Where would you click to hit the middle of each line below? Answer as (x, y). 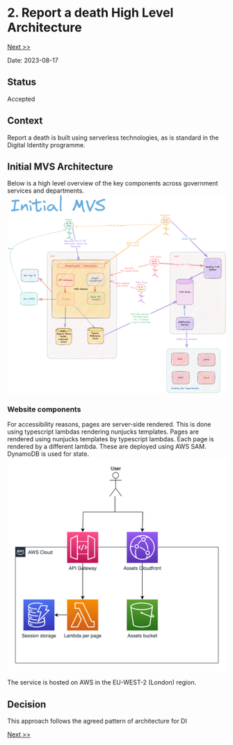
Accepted (21, 99)
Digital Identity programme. (46, 145)
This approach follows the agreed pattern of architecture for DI (97, 721)
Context (25, 121)
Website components (44, 409)
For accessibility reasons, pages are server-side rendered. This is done (109, 425)
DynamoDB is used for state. (48, 454)
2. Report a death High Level (90, 13)
